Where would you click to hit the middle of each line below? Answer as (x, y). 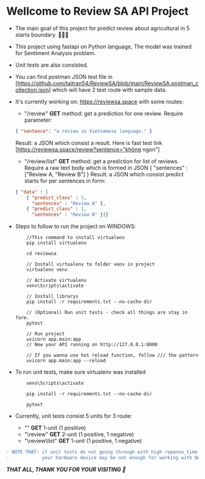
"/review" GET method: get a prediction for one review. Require (104, 113)
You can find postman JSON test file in (64, 76)
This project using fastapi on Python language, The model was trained (103, 46)
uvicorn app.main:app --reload (66, 361)
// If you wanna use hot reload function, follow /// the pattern (113, 355)
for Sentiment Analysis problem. (56, 53)
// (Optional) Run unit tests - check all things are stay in (107, 313)
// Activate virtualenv (56, 280)
